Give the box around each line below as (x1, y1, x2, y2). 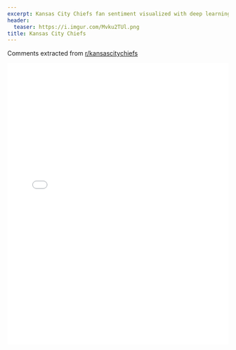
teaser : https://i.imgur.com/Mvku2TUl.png (13, 23, 140, 30)
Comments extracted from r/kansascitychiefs (7, 49, 138, 58)
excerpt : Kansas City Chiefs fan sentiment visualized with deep (7, 10, 202, 18)
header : (7, 17, 30, 24)
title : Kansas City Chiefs (7, 30, 86, 37)
